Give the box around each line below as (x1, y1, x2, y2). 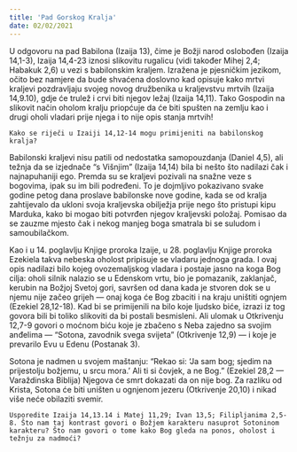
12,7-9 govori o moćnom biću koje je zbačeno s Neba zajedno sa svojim (9, 320, 272, 331)
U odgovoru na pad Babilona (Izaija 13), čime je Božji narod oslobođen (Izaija (9, 45, 289, 56)
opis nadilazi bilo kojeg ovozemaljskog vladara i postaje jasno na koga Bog (9, 263, 281, 274)
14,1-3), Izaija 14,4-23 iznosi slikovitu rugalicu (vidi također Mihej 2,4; (9, 55, 261, 66)
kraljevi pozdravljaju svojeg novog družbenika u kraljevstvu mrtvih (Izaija (9, 83, 275, 94)
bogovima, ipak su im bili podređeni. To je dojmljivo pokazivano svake (9, 180, 264, 191)
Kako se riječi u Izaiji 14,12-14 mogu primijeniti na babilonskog (9, 129, 264, 137)
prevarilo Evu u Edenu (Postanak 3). (9, 339, 140, 349)
